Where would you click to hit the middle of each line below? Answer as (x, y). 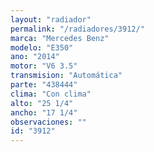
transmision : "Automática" (66, 76)
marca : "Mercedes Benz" (60, 38)
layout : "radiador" (51, 19)
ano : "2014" (35, 57)
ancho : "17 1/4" (44, 112)
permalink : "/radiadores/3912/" (77, 29)
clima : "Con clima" (51, 94)
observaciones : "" (48, 122)
